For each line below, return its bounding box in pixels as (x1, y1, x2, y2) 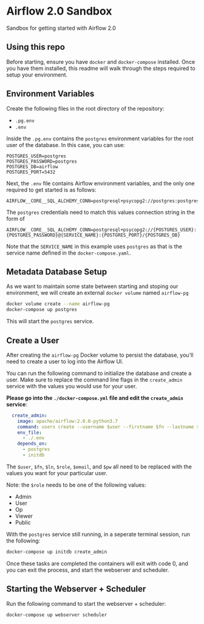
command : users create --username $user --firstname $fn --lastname (17, 423, 194, 430)
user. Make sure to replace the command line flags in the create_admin (6, 375, 183, 383)
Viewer (15, 512, 33, 519)
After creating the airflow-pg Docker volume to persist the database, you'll (6, 351, 194, 358)
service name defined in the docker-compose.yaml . (6, 249, 131, 256)
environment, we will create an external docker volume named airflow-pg (6, 289, 189, 297)
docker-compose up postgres (6, 307, 78, 313)
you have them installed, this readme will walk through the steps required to (6, 64, 195, 72)
